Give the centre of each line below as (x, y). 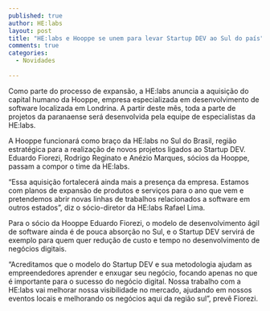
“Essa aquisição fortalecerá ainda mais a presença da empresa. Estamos (129, 182)
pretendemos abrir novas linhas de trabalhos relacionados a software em (129, 198)
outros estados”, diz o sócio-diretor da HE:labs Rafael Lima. (107, 207)
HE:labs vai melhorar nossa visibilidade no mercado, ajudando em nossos (130, 289)
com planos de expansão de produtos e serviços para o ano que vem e (126, 190)
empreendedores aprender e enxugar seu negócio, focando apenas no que (133, 272)
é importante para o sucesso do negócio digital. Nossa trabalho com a (125, 281)
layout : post (30, 31)
